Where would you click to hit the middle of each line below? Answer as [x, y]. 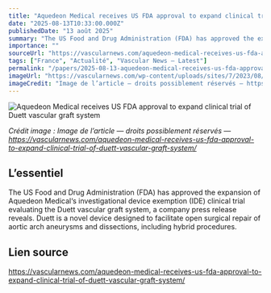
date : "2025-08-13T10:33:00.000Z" [67, 23]
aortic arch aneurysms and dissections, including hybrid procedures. [123, 227]
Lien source [38, 252]
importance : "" [34, 46]
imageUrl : [25, 76]
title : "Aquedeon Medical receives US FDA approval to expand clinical [131, 16]
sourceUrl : [27, 53]
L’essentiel [36, 173]
